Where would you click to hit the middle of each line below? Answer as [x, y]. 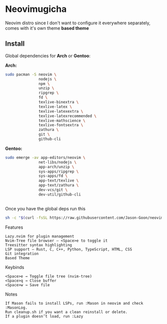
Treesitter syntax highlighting [39, 245]
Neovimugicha [36, 9]
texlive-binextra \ [59, 102]
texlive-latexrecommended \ [68, 116]
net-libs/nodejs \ [58, 162]
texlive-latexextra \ [61, 111]
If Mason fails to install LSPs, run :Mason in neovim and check [74, 303]
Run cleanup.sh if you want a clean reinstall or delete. [66, 312]
